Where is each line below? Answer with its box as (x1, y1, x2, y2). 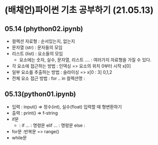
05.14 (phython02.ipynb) (4, 24, 83, 33)
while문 (11, 135, 27, 141)
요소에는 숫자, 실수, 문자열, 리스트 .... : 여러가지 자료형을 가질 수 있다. (19, 57, 152, 62)
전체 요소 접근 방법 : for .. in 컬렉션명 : (11, 75, 85, 81)
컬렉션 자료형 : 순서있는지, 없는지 (11, 38, 75, 44)
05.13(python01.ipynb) (4, 90, 76, 98)
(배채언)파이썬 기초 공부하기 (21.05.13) (4, 4, 154, 16)
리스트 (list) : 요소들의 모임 (11, 50, 63, 56)
